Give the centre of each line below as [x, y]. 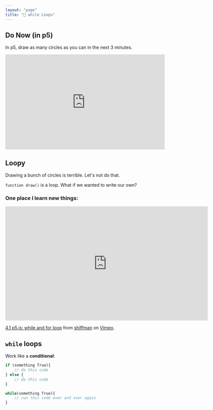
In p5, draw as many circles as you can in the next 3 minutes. [69, 47]
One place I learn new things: [42, 198]
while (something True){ [30, 393]
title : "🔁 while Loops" [30, 15]
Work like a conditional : [30, 356]
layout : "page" [21, 10]
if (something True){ [28, 365]
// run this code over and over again [55, 398]
